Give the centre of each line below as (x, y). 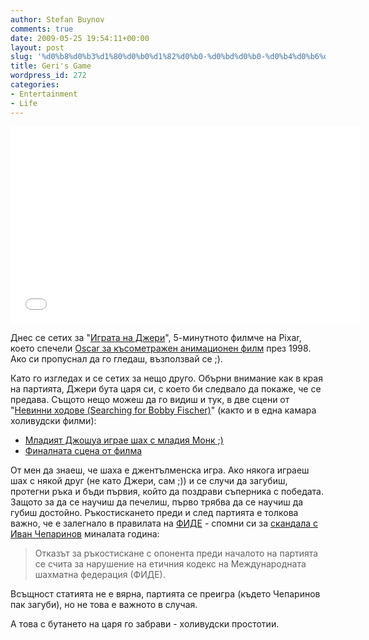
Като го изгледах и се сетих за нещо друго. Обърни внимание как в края (166, 378)
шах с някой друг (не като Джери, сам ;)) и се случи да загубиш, (149, 480)
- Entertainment (44, 94)
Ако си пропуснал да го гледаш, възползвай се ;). (116, 358)
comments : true (42, 29)
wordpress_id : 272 (48, 76)
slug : (21, 57)
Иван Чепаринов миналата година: (85, 533)
